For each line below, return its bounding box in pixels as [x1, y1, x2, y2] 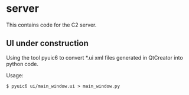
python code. [6, 60, 38, 67]
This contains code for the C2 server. [6, 21, 97, 28]
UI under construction [6, 38, 89, 48]
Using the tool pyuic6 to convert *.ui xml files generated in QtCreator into [6, 54, 183, 61]
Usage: [6, 71, 24, 78]
